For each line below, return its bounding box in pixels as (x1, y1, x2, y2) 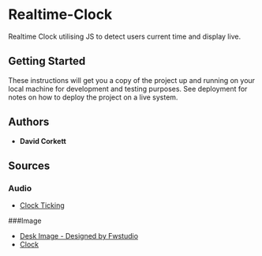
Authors (8, 115, 50, 129)
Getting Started (8, 55, 86, 68)
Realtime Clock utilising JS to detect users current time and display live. (8, 32, 241, 41)
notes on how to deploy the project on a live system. (8, 92, 178, 102)
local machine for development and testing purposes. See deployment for (8, 84, 248, 93)
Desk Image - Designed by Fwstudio (19, 232, 139, 241)
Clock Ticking (19, 201, 65, 210)
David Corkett (19, 136, 67, 145)
